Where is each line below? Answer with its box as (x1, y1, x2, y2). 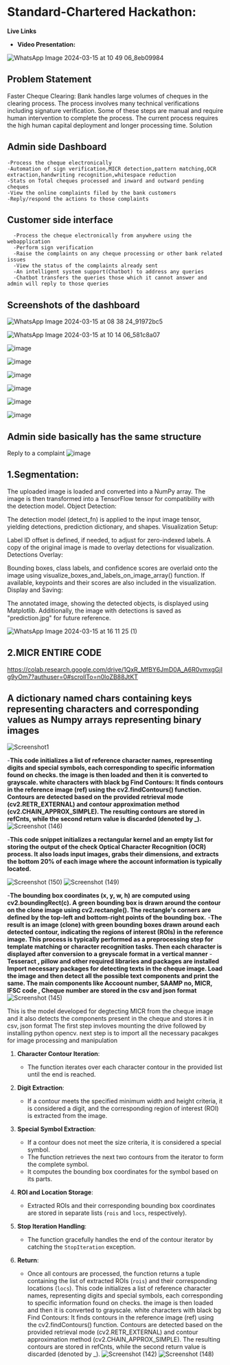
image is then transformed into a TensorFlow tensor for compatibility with (7, 494, 215, 502)
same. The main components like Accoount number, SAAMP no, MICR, (7, 979, 213, 988)
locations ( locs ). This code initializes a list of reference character (27, 1284, 211, 1293)
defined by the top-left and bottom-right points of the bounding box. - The (7, 913, 222, 922)
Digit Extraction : (16, 1083, 65, 1092)
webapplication (7, 238, 51, 245)
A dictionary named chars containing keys (7, 692, 192, 704)
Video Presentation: (16, 40, 76, 48)
